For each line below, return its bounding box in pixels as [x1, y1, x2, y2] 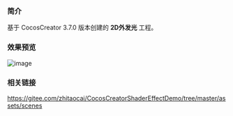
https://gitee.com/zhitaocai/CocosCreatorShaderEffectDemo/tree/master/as [7, 94, 226, 102]
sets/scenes [7, 101, 43, 110]
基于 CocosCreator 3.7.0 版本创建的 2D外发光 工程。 [7, 23, 158, 32]
